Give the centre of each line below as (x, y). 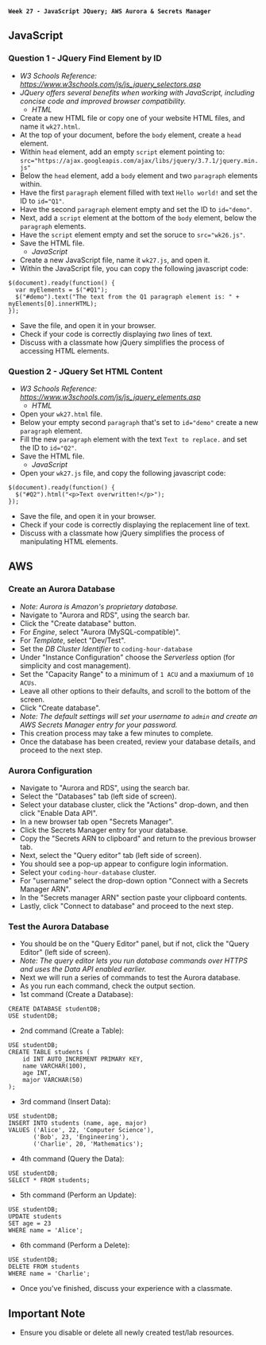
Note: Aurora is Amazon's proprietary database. (99, 606)
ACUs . (28, 682)
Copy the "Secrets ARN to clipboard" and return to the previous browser (138, 838)
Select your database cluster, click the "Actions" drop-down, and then (134, 804)
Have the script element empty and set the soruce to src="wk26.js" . (132, 234)
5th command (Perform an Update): (78, 1195)
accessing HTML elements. (64, 350)
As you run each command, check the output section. (108, 986)
